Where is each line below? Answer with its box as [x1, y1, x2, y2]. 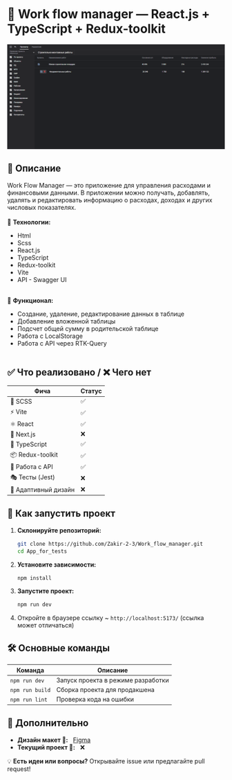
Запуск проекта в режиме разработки [56, 675, 169, 684]
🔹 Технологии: [7, 218, 51, 226]
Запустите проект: [17, 587, 75, 595]
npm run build [10, 687, 51, 694]
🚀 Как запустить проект [7, 508, 116, 520]
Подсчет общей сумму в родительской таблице [17, 324, 159, 333]
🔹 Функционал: [7, 296, 54, 304]
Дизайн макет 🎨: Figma [17, 736, 91, 744]
